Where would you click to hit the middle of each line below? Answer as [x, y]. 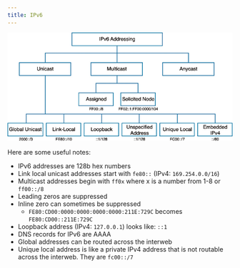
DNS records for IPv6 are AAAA [64, 234]
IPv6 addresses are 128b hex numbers [74, 166]
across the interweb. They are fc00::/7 [75, 257]
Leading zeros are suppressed [62, 197]
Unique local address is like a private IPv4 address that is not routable [120, 249]
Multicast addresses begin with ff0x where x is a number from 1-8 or [119, 181]
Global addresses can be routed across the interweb [95, 242]
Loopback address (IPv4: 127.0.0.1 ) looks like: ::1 [92, 227]
